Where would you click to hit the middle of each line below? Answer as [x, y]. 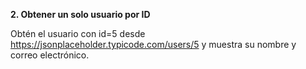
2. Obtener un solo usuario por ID [80, 14]
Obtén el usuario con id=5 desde [78, 33]
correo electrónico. [50, 55]
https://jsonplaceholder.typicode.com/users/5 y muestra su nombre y [153, 44]
